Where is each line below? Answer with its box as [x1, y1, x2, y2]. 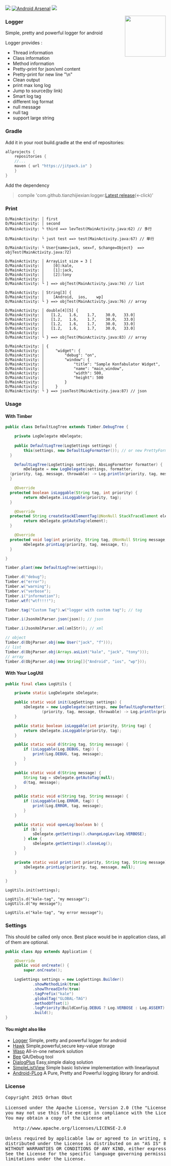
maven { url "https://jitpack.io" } [14, 164, 93, 169]
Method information [12, 60, 54, 67]
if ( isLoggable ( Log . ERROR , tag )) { [23, 799, 99, 804]
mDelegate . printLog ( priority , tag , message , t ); [23, 542, 129, 547]
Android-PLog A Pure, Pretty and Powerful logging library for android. [12, 1070, 159, 1076]
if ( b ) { [23, 827, 42, 832]
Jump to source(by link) [12, 87, 63, 94]
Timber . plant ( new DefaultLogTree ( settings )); [5, 565, 103, 570]
